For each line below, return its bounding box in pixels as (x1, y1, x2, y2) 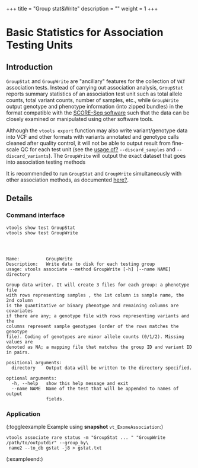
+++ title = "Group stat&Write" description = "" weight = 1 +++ (6, 5, 158, 12)
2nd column (6, 297, 33, 303)
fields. (46, 396, 65, 402)
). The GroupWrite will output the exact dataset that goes (48, 152, 186, 159)
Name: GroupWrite (6, 256, 73, 262)
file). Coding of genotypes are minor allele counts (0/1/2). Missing (6, 333, 184, 340)
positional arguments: (6, 359, 62, 365)
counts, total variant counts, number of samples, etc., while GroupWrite (6, 97, 179, 103)
